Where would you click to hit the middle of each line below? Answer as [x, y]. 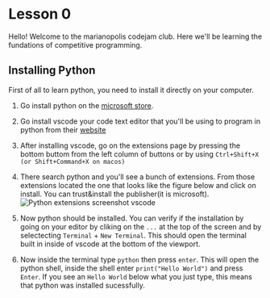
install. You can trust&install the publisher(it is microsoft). [114, 194]
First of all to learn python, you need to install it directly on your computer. [131, 90]
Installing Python [52, 71]
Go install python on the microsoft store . [87, 105]
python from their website [63, 129]
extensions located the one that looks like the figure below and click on [138, 185]
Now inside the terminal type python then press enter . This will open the [139, 259]
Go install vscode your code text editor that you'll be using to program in [140, 121]
